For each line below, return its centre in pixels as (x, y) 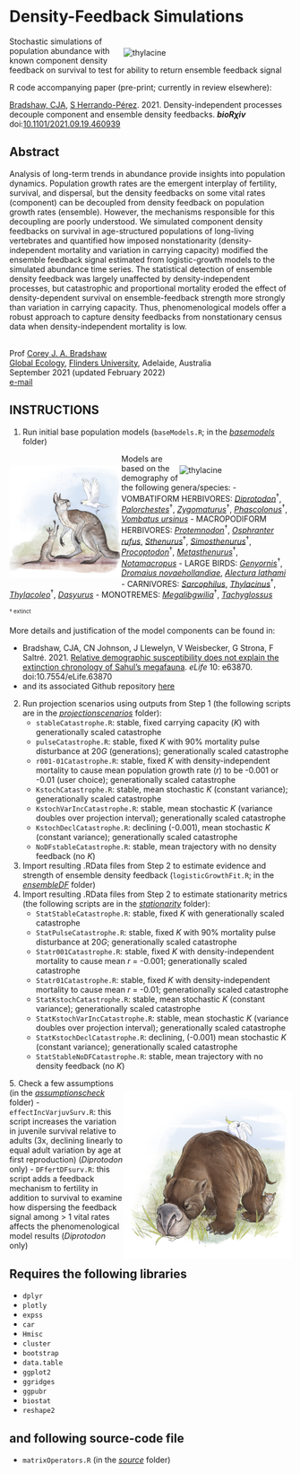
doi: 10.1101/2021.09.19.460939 (65, 124)
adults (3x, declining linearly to (66, 1141)
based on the (146, 468)
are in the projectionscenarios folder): (92, 713)
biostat (36, 1401)
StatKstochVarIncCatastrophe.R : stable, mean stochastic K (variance (162, 1018)
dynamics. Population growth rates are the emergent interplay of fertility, (143, 183)
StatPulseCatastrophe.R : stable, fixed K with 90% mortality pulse (155, 933)
